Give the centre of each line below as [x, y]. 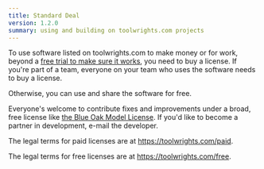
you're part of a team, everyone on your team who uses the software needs [132, 70]
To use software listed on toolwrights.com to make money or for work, [123, 53]
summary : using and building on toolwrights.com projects [106, 30]
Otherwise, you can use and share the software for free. [100, 94]
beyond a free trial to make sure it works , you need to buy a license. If [122, 61]
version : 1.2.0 [33, 23]
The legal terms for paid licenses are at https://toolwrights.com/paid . [121, 141]
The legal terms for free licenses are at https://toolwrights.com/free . [120, 156]
